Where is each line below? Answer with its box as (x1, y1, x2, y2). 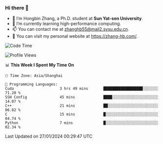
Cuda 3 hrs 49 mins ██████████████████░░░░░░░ (5, 86, 159, 91)
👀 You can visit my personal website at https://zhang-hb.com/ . (12, 33, 138, 39)
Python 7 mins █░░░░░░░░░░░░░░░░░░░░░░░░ (5, 120, 159, 125)
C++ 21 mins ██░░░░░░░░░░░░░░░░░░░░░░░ (5, 103, 159, 108)
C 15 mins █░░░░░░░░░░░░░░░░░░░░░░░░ (5, 112, 159, 117)
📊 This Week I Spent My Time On (5, 62, 74, 68)
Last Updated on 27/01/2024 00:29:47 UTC (5, 133, 93, 139)
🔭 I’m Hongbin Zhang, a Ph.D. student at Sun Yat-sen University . (12, 16, 143, 22)
